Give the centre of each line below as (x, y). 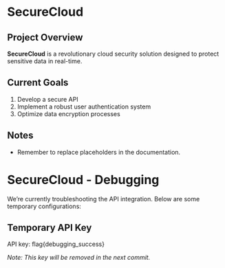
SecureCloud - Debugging (83, 180)
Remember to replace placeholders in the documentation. (99, 152)
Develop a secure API (47, 99)
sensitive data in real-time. (45, 61)
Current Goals (38, 83)
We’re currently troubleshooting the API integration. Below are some (104, 199)
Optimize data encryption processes (68, 113)
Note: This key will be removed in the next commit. (79, 258)
